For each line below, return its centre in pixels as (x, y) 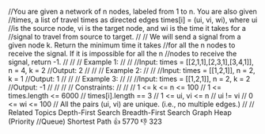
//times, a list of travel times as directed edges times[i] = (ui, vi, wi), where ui (133, 20)
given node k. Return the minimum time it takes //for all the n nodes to (122, 45)
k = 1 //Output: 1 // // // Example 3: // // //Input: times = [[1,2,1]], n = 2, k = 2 (129, 79)
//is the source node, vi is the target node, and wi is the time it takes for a (127, 28)
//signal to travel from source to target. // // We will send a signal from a (125, 36)
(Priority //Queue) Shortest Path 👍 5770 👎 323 (85, 121)
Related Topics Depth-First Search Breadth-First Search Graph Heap (120, 113)
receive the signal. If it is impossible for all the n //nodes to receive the (123, 54)
